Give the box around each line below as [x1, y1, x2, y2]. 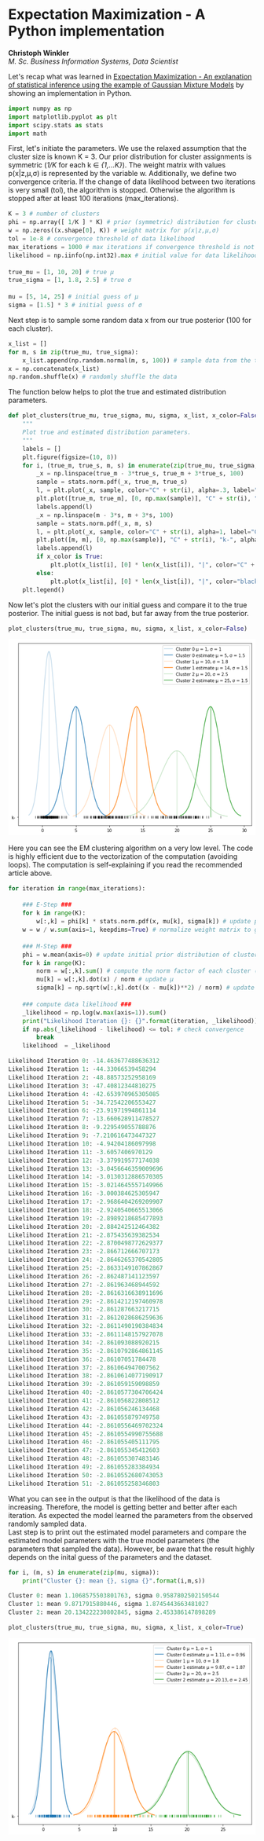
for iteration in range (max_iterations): [8, 884, 146, 893]
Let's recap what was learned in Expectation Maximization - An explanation [8, 72, 252, 81]
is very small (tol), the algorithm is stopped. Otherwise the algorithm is [8, 185, 236, 195]
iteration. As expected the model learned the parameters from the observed [8, 1510, 254, 1520]
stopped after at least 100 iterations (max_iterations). [8, 194, 179, 204]
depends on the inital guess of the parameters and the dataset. [8, 1552, 212, 1561]
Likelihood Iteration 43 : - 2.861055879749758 [8, 1413, 159, 1421]
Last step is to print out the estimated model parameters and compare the [8, 1527, 247, 1537]
